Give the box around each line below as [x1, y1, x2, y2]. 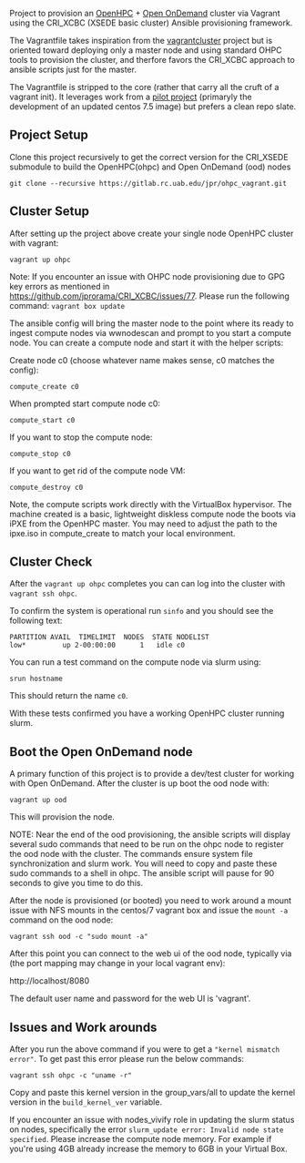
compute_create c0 [9, 382, 79, 391]
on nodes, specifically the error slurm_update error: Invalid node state [9, 1124, 284, 1135]
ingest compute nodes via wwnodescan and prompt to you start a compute [9, 327, 291, 338]
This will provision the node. [9, 811, 116, 822]
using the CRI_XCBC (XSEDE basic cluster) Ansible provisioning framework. [9, 17, 293, 28]
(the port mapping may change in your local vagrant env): [9, 958, 226, 969]
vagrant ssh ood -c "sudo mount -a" [9, 933, 148, 942]
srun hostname [9, 674, 64, 684]
